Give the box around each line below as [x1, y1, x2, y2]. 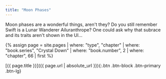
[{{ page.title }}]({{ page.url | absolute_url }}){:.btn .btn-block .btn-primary [5, 62, 161, 68]
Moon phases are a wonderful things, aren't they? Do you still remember [5, 21, 157, 27]
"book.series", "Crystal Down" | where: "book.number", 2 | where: [5, 47, 145, 53]
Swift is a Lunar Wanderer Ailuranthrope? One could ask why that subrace [5, 26, 161, 33]
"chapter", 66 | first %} [5, 53, 54, 59]
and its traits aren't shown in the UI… [5, 32, 83, 38]
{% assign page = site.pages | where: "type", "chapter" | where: [5, 42, 140, 48]
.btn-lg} [5, 68, 21, 74]
